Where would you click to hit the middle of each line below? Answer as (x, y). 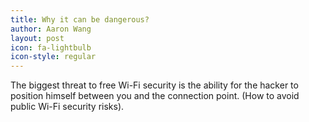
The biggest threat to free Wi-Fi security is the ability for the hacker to (154, 85)
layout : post (37, 38)
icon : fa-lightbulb (51, 47)
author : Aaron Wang (51, 29)
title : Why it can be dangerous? (80, 19)
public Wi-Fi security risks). (67, 107)
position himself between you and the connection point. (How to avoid (155, 96)
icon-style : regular (53, 57)
